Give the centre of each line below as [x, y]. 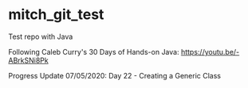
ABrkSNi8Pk [29, 60]
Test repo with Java [41, 36]
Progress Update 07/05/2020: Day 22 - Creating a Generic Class [115, 75]
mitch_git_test [56, 15]
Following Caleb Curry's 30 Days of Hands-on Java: [94, 52]
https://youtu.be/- [210, 52]
